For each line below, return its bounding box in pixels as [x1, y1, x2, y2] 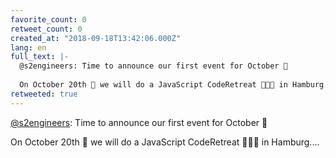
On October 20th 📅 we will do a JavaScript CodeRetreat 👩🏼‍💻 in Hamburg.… [10, 136, 320, 148]
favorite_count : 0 [10, 14, 87, 25]
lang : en [10, 42, 47, 53]
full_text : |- [10, 52, 70, 62]
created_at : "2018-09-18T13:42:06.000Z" [10, 33, 182, 43]
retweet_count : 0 [10, 24, 83, 34]
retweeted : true [10, 89, 78, 99]
